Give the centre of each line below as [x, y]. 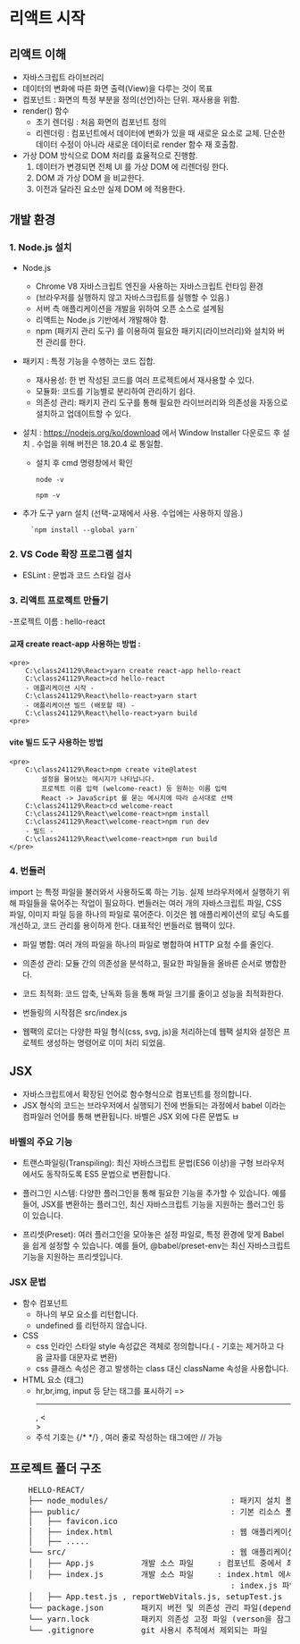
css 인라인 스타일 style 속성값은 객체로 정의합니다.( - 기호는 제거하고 [155, 1346]
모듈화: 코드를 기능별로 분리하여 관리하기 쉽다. [115, 391]
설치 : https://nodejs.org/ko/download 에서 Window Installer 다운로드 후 [151, 432]
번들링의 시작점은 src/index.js [75, 1012]
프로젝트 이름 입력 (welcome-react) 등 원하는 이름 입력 [134, 788]
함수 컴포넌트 [45, 1303]
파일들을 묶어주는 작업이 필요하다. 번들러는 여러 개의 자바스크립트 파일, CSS [150, 903]
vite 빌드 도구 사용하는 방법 [56, 742]
